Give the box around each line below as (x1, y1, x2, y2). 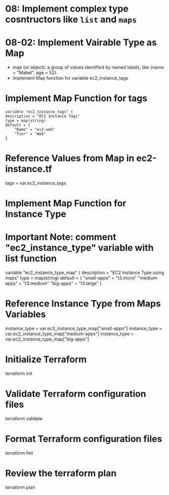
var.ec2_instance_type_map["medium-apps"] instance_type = (5, 331, 134, 337)
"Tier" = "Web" (14, 132, 46, 137)
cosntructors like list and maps (5, 14, 137, 25)
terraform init (5, 370, 33, 376)
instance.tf (5, 163, 52, 175)
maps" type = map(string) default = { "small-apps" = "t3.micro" (5, 275, 137, 281)
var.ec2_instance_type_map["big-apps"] (5, 336, 89, 342)
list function (5, 253, 57, 264)
